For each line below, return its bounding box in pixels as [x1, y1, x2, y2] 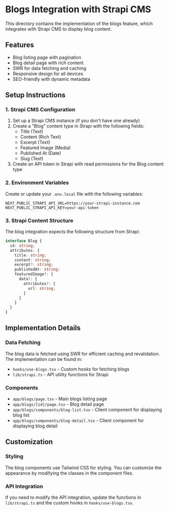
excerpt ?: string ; [14, 262, 53, 267]
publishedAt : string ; [14, 267, 60, 272]
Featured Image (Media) [20, 144, 71, 151]
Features [5, 41, 34, 50]
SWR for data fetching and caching [12, 65, 87, 71]
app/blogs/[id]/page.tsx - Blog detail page [12, 401, 104, 407]
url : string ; [27, 286, 56, 291]
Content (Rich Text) [20, 134, 61, 140]
